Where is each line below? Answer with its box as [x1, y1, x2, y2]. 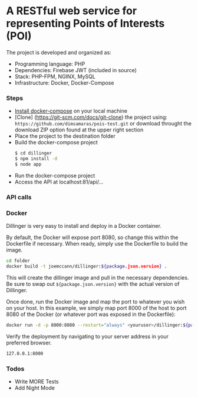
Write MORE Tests [14, 377, 59, 385]
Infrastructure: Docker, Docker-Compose [14, 79, 114, 86]
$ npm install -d [14, 156, 58, 162]
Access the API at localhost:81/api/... [14, 178, 104, 185]
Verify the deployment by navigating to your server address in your [6, 333, 169, 340]
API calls [6, 193, 32, 201]
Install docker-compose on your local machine [14, 108, 128, 115]
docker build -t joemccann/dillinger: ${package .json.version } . [6, 263, 167, 269]
